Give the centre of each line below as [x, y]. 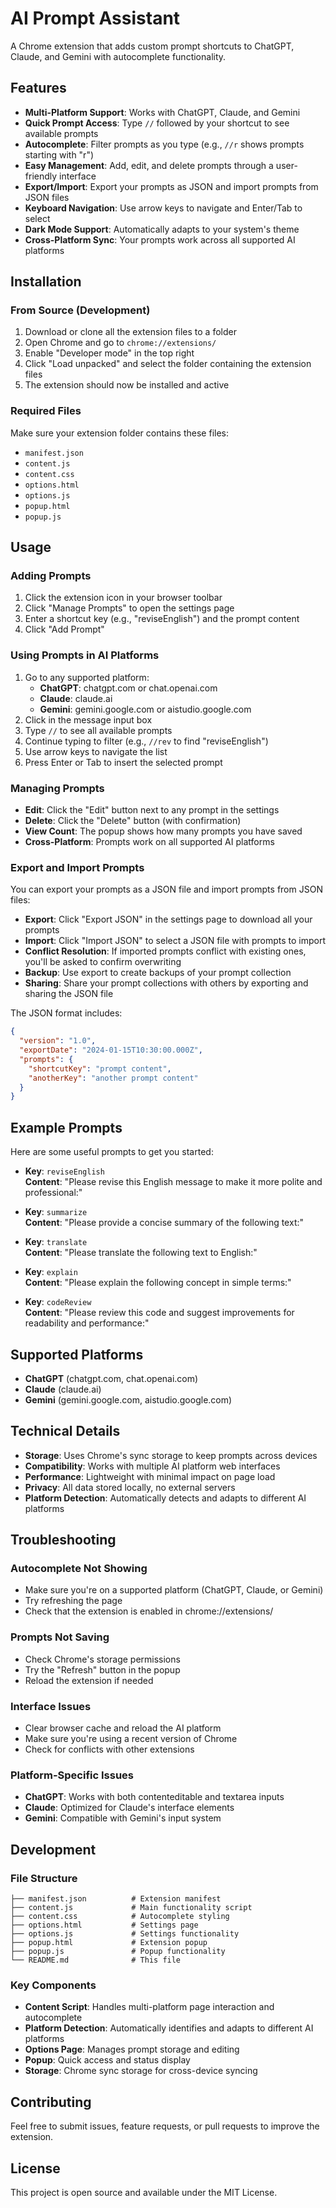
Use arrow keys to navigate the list [96, 751]
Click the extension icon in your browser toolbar [123, 598]
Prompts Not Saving [60, 1637]
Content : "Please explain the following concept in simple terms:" [158, 1283]
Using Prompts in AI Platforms [85, 655]
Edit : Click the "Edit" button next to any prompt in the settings [152, 810]
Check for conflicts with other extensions [109, 1749]
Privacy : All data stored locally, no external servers [130, 1487]
